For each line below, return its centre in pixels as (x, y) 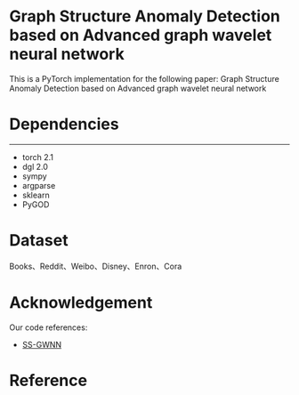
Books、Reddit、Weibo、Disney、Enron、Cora (96, 266)
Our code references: (48, 327)
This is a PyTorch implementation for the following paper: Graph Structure (145, 78)
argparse (39, 185)
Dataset (39, 241)
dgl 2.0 (35, 166)
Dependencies (64, 124)
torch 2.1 (37, 157)
